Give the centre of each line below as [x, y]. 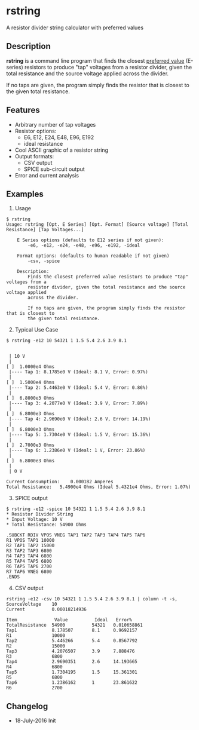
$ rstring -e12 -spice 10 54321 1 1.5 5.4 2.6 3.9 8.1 [76, 509]
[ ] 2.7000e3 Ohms [30, 445]
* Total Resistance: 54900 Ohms [46, 525]
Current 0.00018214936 [46, 610]
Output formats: [34, 156]
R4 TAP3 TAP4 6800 [29, 556]
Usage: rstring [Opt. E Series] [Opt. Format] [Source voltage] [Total [97, 225]
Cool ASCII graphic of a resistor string [62, 150]
